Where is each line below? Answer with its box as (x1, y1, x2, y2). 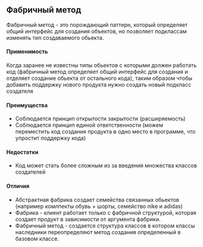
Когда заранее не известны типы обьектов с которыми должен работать (6, 62, 197, 69)
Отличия (6, 182, 30, 190)
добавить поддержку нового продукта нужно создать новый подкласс (6, 81, 191, 88)
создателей (15, 168, 46, 176)
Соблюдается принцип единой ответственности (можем (15, 121, 163, 129)
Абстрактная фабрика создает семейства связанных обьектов (15, 196, 180, 203)
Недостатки (6, 148, 38, 156)
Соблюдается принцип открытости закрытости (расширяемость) (15, 115, 186, 123)
